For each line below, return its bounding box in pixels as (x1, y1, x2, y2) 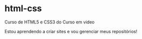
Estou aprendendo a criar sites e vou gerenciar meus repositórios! (4, 28, 138, 34)
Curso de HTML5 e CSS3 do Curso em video (4, 19, 95, 25)
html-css (4, 3, 42, 14)
